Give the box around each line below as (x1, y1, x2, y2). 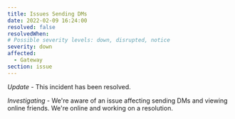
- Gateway (14, 57, 43, 64)
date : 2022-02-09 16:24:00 (7, 17, 88, 24)
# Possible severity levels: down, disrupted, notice (7, 37, 171, 44)
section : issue (7, 63, 53, 70)
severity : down (7, 43, 53, 50)
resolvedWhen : (7, 30, 50, 38)
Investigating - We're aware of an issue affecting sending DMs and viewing (7, 96, 228, 105)
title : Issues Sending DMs (7, 10, 88, 18)
